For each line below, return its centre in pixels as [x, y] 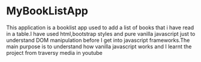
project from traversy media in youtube [55, 52]
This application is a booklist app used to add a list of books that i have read [100, 27]
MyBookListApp [47, 11]
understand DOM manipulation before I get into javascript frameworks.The [98, 40]
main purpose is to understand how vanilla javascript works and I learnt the [99, 46]
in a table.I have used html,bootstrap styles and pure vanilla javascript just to [101, 33]
